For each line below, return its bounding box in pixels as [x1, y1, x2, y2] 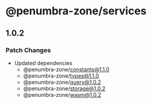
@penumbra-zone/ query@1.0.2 [23, 78, 101, 85]
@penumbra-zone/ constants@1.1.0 [23, 66, 110, 73]
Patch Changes [5, 46, 51, 54]
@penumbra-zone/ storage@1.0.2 [23, 85, 106, 92]
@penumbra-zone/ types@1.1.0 [23, 72, 99, 79]
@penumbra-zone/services [5, 4, 147, 18]
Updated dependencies [14, 59, 73, 66]
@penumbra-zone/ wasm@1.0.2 [23, 91, 102, 98]
